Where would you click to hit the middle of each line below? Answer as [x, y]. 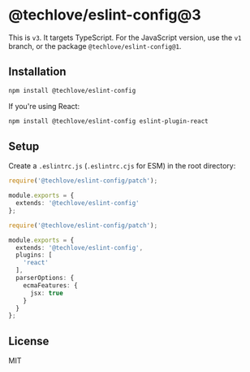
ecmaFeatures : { [51, 285]
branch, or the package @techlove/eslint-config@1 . [95, 46]
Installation [37, 72]
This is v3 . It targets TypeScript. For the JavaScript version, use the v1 [125, 37]
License [29, 341]
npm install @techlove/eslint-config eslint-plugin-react [108, 121]
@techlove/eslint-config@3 [105, 15]
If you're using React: [44, 106]
